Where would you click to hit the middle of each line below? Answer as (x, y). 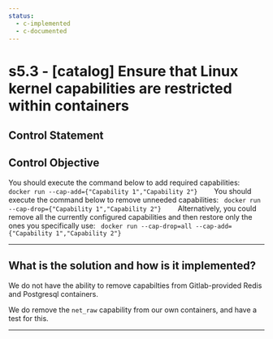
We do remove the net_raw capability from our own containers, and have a (133, 310)
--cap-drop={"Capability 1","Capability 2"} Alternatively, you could (132, 208)
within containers (69, 105)
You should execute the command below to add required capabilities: (124, 182)
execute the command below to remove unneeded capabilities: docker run (135, 200)
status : (22, 16)
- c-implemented (43, 24)
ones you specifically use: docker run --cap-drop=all (100, 225)
